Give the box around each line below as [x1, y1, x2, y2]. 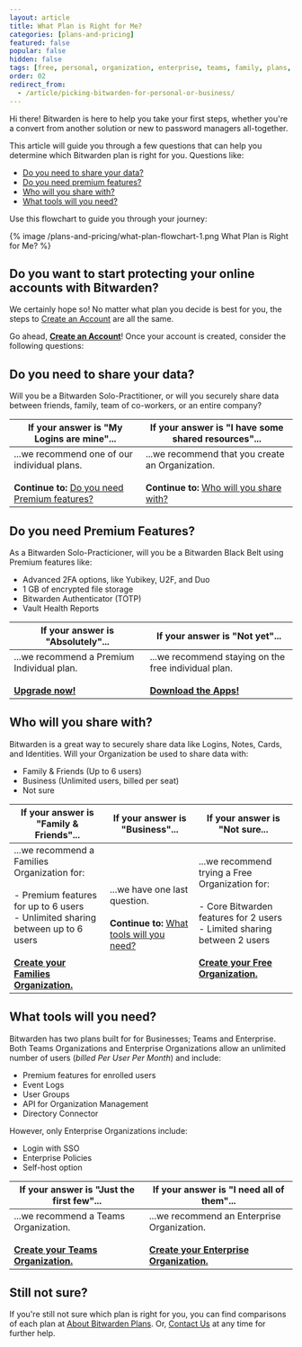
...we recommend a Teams [13, 1209, 126, 1222]
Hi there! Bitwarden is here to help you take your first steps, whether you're [9, 113, 289, 124]
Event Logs [22, 1079, 65, 1090]
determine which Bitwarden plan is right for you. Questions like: [9, 149, 244, 160]
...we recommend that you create [145, 448, 285, 460]
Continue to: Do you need [13, 482, 124, 495]
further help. [9, 1328, 56, 1339]
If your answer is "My [28, 422, 123, 434]
